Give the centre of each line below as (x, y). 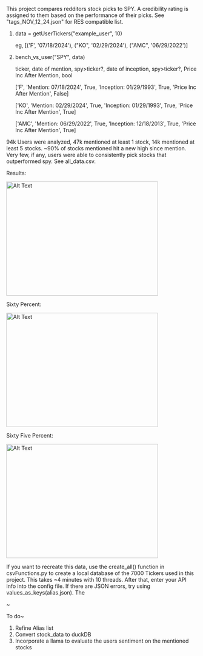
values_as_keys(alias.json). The (45, 592)
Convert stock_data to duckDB (53, 634)
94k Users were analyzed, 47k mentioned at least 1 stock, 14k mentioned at (101, 142)
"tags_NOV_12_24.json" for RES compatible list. (65, 22)
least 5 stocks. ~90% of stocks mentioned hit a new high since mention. (96, 148)
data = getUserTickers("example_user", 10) (68, 33)
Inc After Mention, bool (44, 75)
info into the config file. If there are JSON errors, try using (78, 586)
